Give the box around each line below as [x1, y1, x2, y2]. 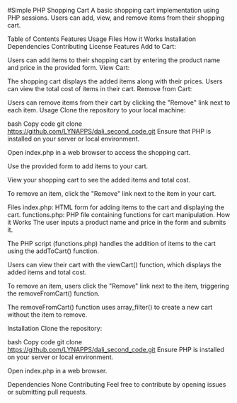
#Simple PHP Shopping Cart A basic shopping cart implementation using [7, 6, 219, 14]
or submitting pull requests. [7, 388, 87, 396]
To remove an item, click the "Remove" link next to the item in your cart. [7, 189, 216, 197]
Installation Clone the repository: [7, 325, 103, 332]
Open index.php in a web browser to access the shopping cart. [7, 148, 191, 156]
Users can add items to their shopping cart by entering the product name [7, 56, 221, 64]
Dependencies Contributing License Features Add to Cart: [7, 42, 177, 50]
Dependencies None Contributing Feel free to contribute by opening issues [7, 380, 226, 388]
